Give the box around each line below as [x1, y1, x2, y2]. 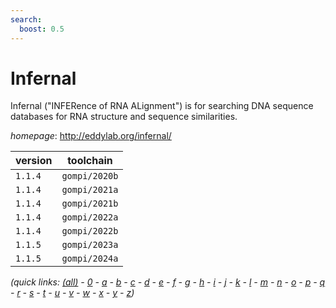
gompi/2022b [61, 226, 119, 237]
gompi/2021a [61, 184, 119, 196]
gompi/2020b [61, 171, 119, 182]
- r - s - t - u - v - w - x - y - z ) [10, 287, 135, 299]
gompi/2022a [61, 212, 119, 223]
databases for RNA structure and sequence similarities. [10, 111, 238, 123]
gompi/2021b [61, 198, 119, 210]
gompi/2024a [61, 253, 119, 265]
